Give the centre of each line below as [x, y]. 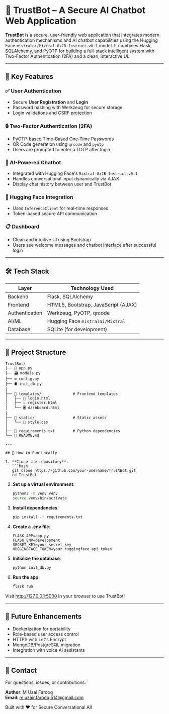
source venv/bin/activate [39, 498]
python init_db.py [32, 568]
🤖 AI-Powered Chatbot [33, 162]
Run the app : [26, 577]
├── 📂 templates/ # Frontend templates [62, 394]
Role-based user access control [46, 634]
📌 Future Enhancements [44, 617]
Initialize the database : [37, 558]
